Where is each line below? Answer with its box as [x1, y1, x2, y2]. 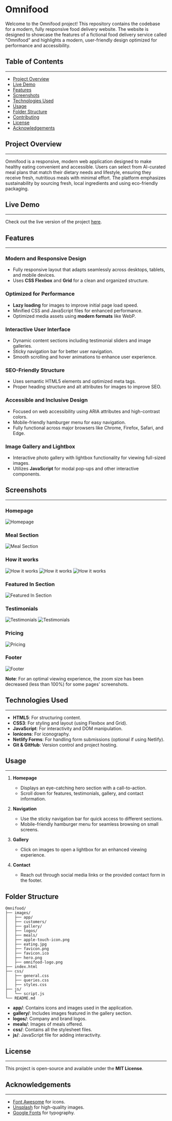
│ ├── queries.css [5, 978, 50, 983]
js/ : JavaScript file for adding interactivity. [12, 1032, 101, 1038]
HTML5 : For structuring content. [12, 714, 81, 720]
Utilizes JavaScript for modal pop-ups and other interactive [12, 465, 139, 471]
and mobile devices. [12, 272, 55, 278]
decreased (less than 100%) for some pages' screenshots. [5, 681, 129, 687]
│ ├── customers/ [5, 919, 47, 925]
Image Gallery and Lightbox [5, 443, 75, 450]
